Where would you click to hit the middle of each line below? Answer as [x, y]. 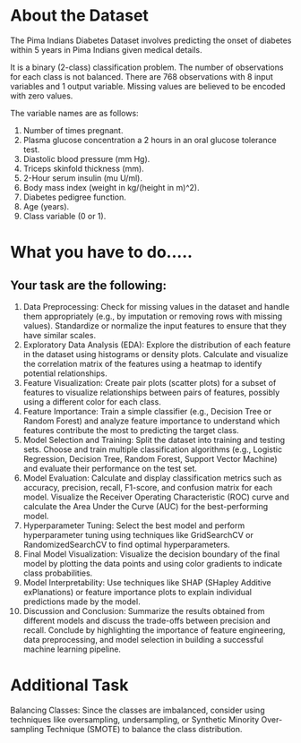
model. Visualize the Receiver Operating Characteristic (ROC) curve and [156, 497]
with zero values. [42, 96]
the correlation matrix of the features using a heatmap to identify [142, 363]
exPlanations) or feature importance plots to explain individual [138, 592]
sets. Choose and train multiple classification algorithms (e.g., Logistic [153, 449]
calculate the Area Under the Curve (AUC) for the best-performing [146, 506]
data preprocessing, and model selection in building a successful [143, 639]
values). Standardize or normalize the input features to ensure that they [155, 325]
